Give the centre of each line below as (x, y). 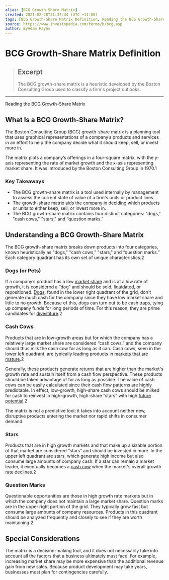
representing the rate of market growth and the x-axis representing (84, 163)
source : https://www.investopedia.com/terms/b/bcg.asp (64, 24)
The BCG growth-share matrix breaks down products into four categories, (82, 247)
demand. (14, 421)
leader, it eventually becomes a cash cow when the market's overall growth (83, 466)
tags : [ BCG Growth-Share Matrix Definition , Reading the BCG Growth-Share (85, 19)
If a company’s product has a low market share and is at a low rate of (77, 282)
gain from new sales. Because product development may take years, (76, 567)
